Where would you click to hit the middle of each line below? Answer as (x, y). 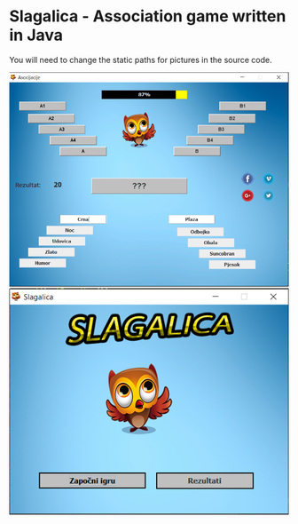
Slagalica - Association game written (148, 16)
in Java (36, 35)
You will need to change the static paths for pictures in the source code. (141, 60)
